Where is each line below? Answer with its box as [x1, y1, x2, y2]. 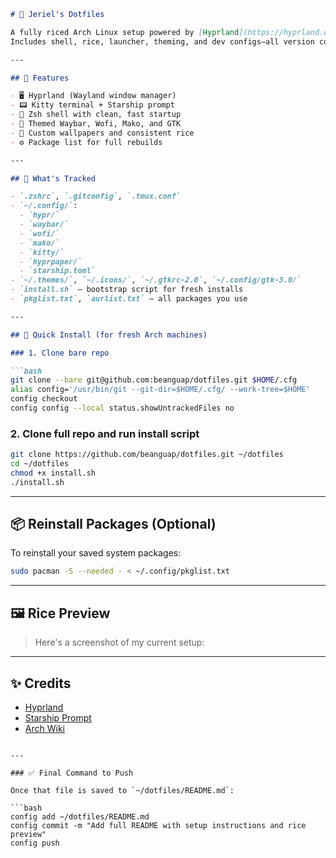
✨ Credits [10, 675, 72, 692]
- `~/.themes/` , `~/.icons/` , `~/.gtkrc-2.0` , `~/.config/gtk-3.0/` [10, 275, 302, 285]
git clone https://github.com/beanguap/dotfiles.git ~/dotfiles [10, 450, 284, 460]
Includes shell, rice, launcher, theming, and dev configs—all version [10, 36, 315, 47]
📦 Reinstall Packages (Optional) [10, 516, 217, 533]
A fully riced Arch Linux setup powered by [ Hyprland [10, 27, 240, 37]
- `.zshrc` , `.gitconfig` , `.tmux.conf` [10, 191, 182, 202]
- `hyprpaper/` [19, 256, 83, 267]
